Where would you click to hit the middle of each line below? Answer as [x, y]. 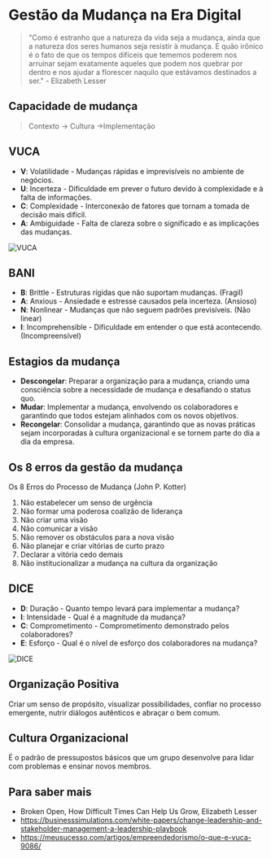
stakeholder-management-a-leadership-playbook [103, 829]
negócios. [37, 180]
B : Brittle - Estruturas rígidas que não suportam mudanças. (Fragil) [132, 293]
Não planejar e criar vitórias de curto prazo [92, 546]
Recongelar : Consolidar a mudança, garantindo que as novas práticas [138, 424]
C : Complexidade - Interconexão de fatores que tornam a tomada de [135, 206]
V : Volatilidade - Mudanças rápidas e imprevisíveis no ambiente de [132, 171]
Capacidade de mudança [73, 106]
